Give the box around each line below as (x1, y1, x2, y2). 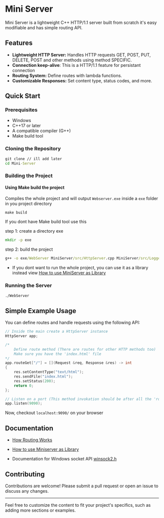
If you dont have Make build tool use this (5, 219, 87, 225)
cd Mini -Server (5, 161, 36, 166)
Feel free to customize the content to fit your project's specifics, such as (5, 502, 151, 508)
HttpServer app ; (5, 334, 38, 339)
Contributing (5, 470, 45, 478)
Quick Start (5, 92, 41, 100)
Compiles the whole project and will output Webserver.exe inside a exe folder (5, 195, 159, 201)
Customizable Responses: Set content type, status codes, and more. (12, 78, 152, 83)
